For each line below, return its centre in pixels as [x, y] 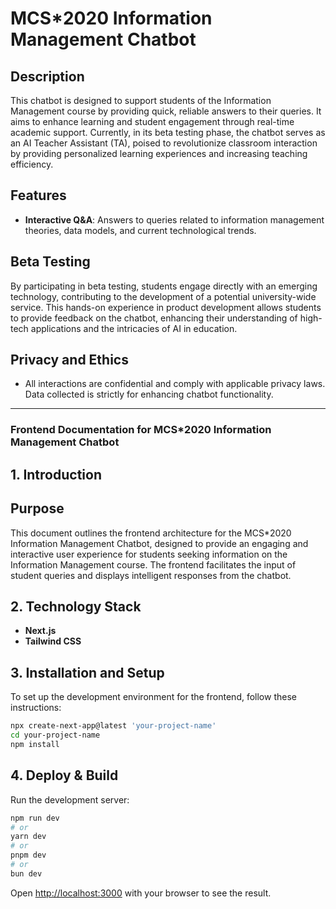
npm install [35, 744]
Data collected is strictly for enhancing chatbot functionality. [149, 394]
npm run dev [35, 818]
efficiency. [32, 164]
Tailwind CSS [53, 641]
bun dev [26, 873]
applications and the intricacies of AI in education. [134, 328]
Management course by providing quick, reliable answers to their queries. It [166, 111]
